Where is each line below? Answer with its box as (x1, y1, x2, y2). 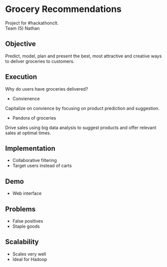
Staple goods (12, 223, 40, 229)
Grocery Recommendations (5, 3, 122, 15)
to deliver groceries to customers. (5, 58, 75, 64)
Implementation (5, 144, 56, 152)
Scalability (5, 238, 39, 246)
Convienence (12, 96, 40, 102)
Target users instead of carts (12, 163, 72, 169)
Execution (5, 73, 37, 81)
